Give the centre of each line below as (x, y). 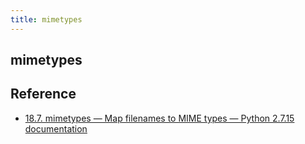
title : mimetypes (46, 19)
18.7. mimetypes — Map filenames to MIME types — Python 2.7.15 (159, 118)
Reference (43, 94)
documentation (56, 128)
